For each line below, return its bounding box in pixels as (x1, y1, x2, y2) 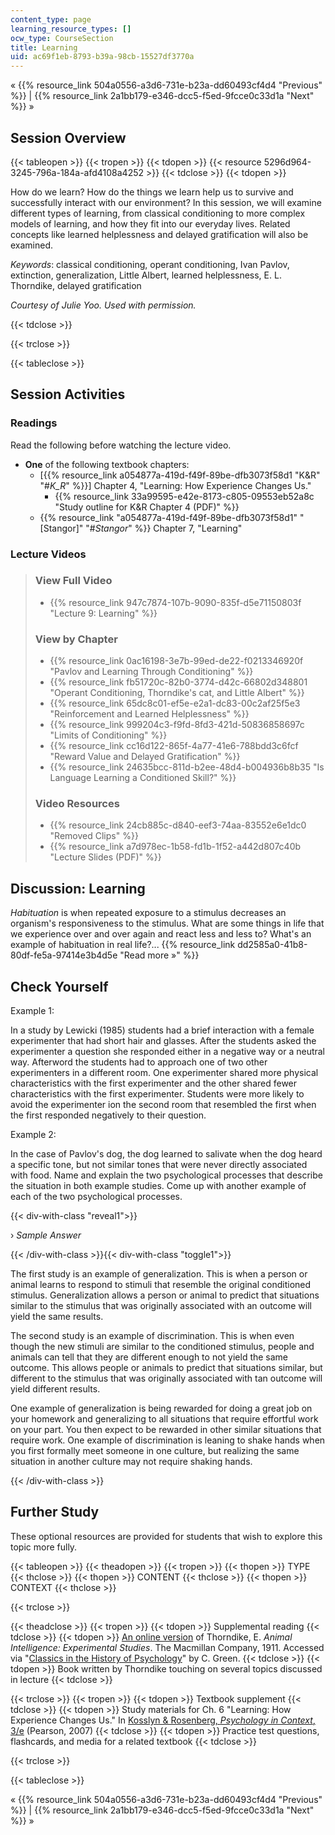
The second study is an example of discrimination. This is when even (10, 1330, 295, 1342)
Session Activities (10, 386, 126, 403)
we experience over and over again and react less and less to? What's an (10, 928, 312, 940)
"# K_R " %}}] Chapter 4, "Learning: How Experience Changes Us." (39, 479, 312, 491)
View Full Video (34, 574, 113, 588)
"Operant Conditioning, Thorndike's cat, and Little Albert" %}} (49, 687, 305, 699)
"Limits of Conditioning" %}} (49, 729, 168, 741)
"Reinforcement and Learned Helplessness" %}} (49, 708, 250, 720)
